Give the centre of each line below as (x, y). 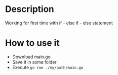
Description (30, 9)
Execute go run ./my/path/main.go (48, 67)
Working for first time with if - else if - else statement (59, 23)
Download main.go (31, 57)
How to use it (33, 43)
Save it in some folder (34, 62)
